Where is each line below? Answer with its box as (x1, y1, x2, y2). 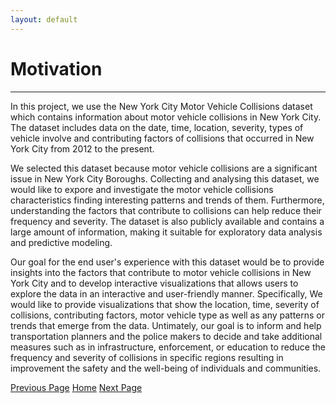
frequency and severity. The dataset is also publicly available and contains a (10, 215, 325, 227)
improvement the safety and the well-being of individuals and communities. (10, 362, 322, 374)
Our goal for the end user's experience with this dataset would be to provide (10, 256, 325, 268)
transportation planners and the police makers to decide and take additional (10, 330, 323, 342)
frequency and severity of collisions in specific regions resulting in (10, 351, 284, 363)
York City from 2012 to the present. (10, 142, 155, 155)
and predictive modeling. (10, 236, 113, 248)
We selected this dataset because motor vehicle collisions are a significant (10, 162, 318, 174)
